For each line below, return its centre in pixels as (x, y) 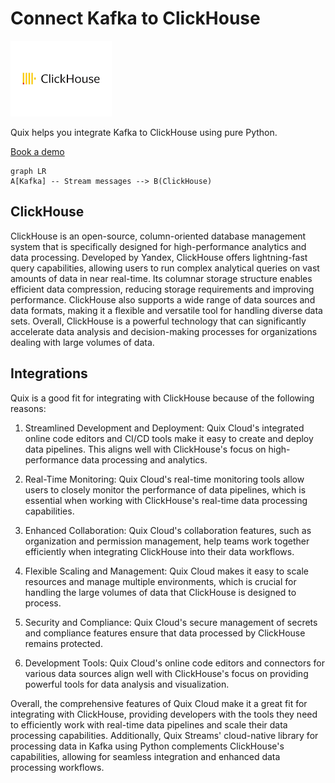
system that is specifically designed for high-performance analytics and (158, 246)
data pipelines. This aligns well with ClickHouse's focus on (145, 449)
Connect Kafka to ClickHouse (135, 18)
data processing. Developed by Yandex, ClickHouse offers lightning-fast (159, 257)
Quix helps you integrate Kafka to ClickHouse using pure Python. (144, 132)
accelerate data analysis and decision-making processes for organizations (164, 331)
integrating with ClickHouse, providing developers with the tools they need (164, 714)
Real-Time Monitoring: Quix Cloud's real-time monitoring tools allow (164, 479)
